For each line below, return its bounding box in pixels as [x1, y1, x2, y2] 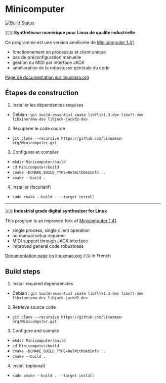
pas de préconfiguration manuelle [12, 54, 82, 60]
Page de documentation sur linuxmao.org [5, 74, 89, 80]
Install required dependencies [12, 280, 73, 286]
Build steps [5, 268, 41, 276]
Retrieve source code [12, 304, 56, 310]
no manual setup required [12, 232, 65, 238]
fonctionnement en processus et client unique [12, 49, 106, 55]
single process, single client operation [12, 227, 90, 233]
